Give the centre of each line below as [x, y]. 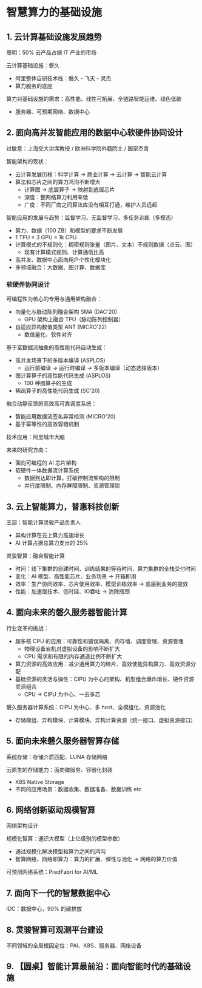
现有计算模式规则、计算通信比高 [64, 252]
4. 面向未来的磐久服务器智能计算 [67, 612]
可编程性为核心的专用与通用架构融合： [54, 299]
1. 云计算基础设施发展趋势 [54, 37]
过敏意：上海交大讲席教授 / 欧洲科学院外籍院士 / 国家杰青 [78, 148]
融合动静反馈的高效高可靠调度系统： [52, 404]
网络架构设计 [22, 826]
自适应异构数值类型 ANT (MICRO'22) [61, 327]
